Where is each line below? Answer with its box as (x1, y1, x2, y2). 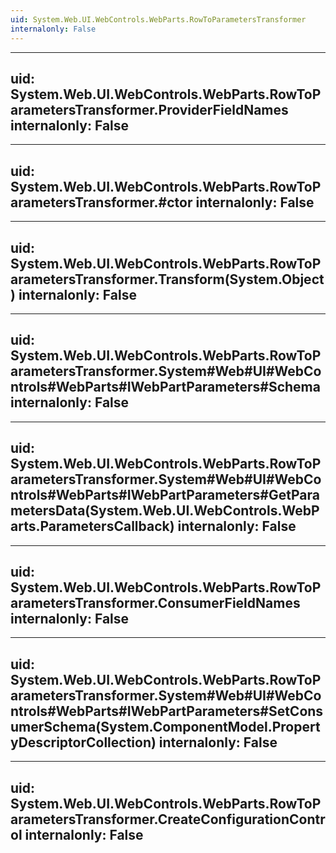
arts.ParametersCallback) (10, 518, 175, 535)
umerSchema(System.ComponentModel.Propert (10, 718, 321, 735)
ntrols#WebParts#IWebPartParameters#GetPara (10, 487, 320, 504)
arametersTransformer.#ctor (10, 194, 193, 211)
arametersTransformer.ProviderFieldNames (10, 101, 289, 118)
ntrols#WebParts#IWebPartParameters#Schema (10, 379, 321, 396)
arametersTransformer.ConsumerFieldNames (10, 594, 301, 611)
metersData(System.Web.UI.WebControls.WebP (10, 502, 320, 520)
